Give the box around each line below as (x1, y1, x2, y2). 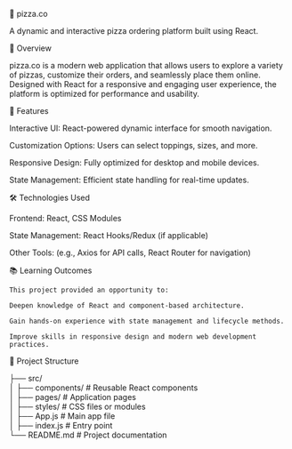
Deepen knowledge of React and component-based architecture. (9, 301, 245, 310)
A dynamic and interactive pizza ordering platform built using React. (9, 26, 259, 36)
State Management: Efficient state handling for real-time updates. (9, 174, 249, 185)
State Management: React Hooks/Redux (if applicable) (9, 230, 209, 240)
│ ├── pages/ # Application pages (9, 392, 136, 402)
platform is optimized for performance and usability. (9, 89, 200, 99)
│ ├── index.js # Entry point (9, 421, 113, 430)
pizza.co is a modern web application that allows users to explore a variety (9, 60, 283, 70)
